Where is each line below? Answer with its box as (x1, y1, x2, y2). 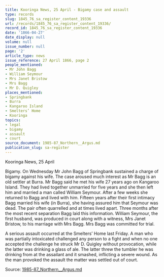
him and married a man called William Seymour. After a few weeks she (5, 189, 148, 195)
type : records (5, 12, 34, 17)
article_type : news (5, 53, 45, 58)
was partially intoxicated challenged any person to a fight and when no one (5, 235, 158, 241)
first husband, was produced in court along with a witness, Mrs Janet (5, 216, 146, 222)
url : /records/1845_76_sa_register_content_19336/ (5, 21, 111, 26)
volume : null (5, 40, 32, 45)
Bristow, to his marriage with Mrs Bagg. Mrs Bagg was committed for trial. (5, 221, 155, 227)
